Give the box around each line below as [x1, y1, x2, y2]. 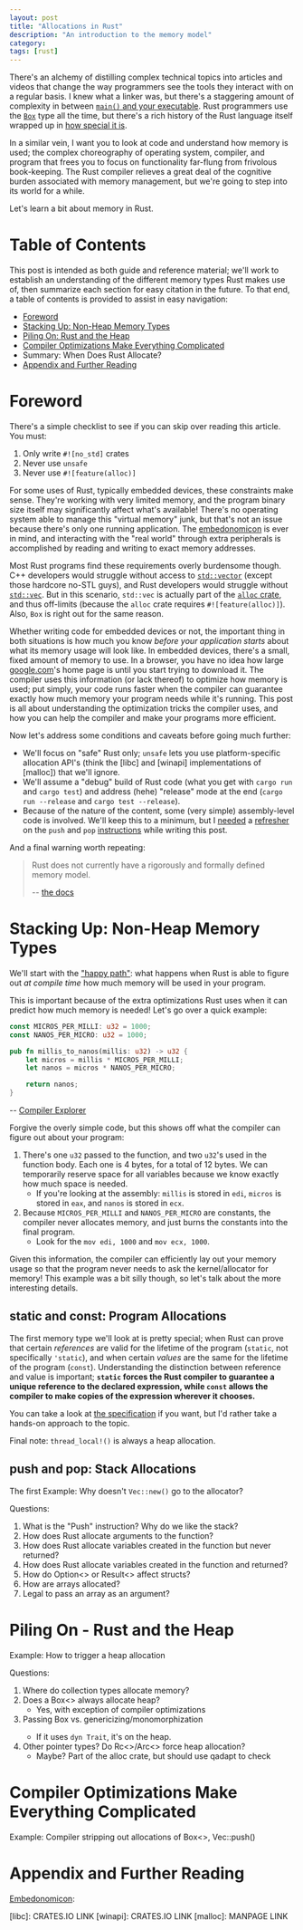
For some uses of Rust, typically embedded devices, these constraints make [9, 485, 294, 495]
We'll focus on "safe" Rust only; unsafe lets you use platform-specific [22, 748, 281, 758]
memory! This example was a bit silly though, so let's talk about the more [9, 1273, 282, 1284]
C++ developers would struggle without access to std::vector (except [9, 570, 273, 581]
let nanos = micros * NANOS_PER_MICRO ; [25, 1063, 176, 1073]
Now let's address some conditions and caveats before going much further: [9, 730, 291, 741]
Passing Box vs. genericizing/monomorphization [22, 1714, 204, 1724]
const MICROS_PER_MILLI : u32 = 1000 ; [9, 1022, 152, 1031]
